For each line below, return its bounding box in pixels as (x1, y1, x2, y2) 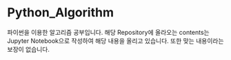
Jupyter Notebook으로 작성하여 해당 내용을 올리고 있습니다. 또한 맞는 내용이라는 (7, 36, 224, 45)
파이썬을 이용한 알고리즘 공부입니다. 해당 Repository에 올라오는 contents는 (7, 28, 210, 36)
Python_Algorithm (7, 5, 114, 20)
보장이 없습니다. (7, 45, 50, 53)
